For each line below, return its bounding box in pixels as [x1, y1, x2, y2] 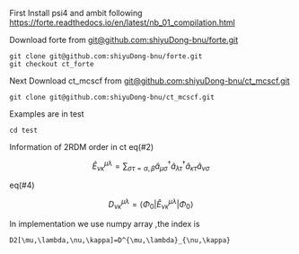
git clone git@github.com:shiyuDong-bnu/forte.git [9, 52, 203, 61]
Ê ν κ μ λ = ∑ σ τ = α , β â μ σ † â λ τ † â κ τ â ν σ [92, 159, 210, 173]
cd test [9, 126, 39, 135]
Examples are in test [9, 109, 84, 119]
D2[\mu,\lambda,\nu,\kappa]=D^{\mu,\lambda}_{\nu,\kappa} [9, 235, 231, 245]
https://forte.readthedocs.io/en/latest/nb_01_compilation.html [9, 17, 235, 28]
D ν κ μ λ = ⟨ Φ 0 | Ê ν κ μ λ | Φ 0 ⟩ [108, 197, 194, 212]
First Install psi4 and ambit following [9, 8, 143, 18]
